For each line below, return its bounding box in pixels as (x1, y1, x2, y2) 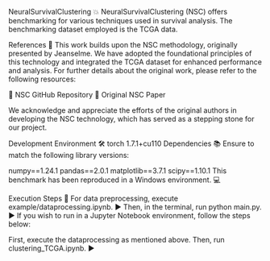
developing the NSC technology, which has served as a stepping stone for (8, 114, 255, 123)
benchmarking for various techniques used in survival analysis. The (8, 16, 233, 25)
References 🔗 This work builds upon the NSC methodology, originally (8, 40, 238, 49)
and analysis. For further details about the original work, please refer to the (8, 66, 257, 75)
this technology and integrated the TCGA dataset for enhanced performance (8, 57, 262, 67)
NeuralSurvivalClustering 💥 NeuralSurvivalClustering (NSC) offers (8, 7, 228, 16)
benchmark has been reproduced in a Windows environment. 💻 (8, 175, 221, 184)
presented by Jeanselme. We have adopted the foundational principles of (8, 48, 252, 58)
